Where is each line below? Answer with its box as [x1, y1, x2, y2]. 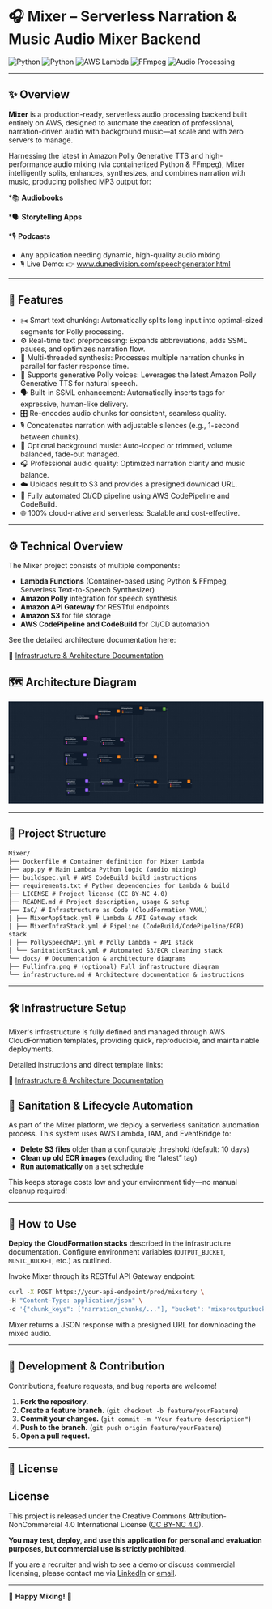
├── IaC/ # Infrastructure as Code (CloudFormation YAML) [8, 906, 208, 914]
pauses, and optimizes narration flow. [19, 344, 146, 354]
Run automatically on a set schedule [19, 1161, 144, 1171]
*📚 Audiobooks [8, 193, 64, 202]
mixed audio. [8, 1328, 52, 1338]
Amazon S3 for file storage [19, 611, 112, 621]
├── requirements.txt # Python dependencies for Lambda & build [8, 881, 230, 889]
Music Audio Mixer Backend [8, 30, 201, 49]
